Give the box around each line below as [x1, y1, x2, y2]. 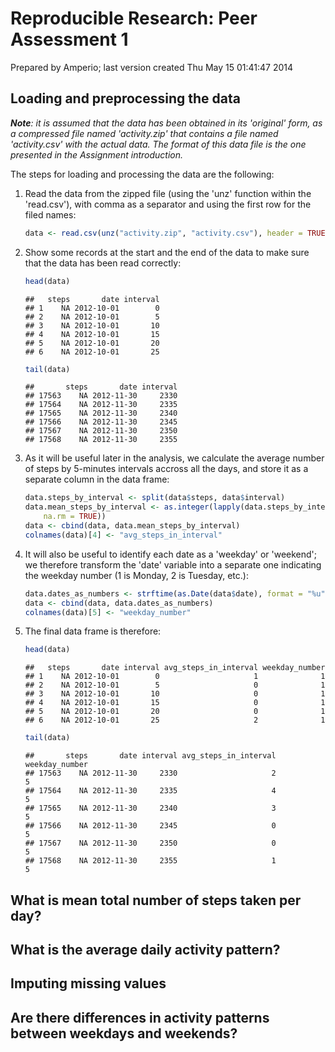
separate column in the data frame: [24, 473, 170, 486]
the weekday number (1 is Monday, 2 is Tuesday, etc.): [24, 569, 249, 581]
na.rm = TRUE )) [43, 512, 107, 522]
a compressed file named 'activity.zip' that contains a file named [10, 127, 279, 139]
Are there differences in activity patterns [10, 1009, 270, 1026]
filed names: [24, 208, 77, 221]
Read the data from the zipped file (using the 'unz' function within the [24, 187, 312, 199]
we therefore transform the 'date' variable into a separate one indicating [24, 558, 322, 571]
